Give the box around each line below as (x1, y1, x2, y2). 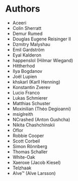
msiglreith (12, 111, 34, 117)
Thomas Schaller (12, 149, 48, 155)
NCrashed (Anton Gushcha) (12, 116, 70, 122)
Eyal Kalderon (12, 52, 42, 58)
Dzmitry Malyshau (12, 41, 50, 47)
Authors (5, 3, 40, 15)
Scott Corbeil (12, 138, 40, 144)
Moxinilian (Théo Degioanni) (12, 106, 71, 112)
